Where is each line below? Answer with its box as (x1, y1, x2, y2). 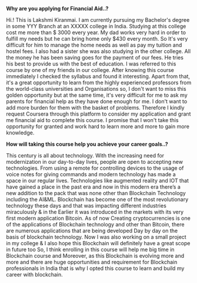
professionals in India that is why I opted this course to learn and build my (6, 265, 185, 272)
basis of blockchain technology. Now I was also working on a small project (6, 233, 186, 241)
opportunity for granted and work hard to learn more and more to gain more (6, 123, 190, 130)
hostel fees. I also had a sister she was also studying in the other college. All (6, 48, 191, 55)
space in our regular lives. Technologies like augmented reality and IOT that (6, 177, 189, 184)
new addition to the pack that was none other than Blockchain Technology (6, 190, 186, 196)
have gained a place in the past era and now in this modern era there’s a (6, 183, 181, 190)
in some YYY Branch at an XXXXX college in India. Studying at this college (6, 23, 186, 29)
